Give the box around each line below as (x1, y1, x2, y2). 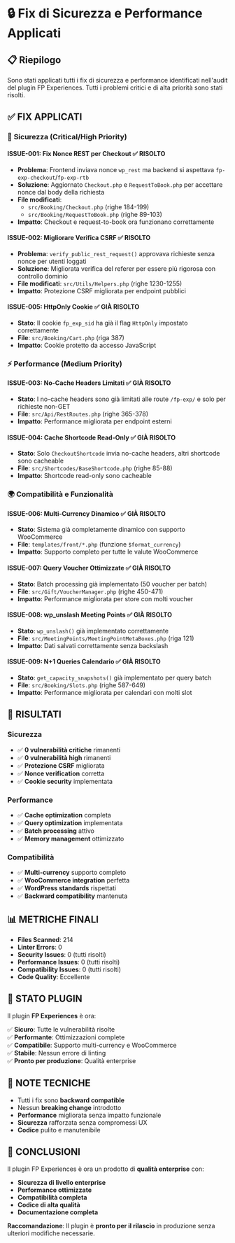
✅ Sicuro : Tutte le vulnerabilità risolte (7, 1025, 115, 1033)
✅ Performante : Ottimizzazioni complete (7, 1033, 125, 1041)
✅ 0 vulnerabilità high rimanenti (17, 753, 111, 761)
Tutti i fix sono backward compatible (17, 1096, 124, 1104)
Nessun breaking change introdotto (17, 1103, 122, 1111)
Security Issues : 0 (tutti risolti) (17, 950, 106, 959)
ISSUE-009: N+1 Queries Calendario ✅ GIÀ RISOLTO (7, 657, 161, 666)
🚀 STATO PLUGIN (7, 993, 83, 1005)
